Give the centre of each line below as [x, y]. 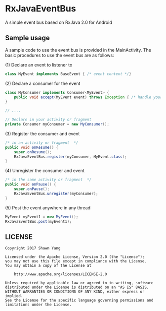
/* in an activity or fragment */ [42, 143]
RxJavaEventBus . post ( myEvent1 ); [38, 221]
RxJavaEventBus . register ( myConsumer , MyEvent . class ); [70, 157]
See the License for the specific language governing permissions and [79, 301]
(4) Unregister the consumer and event [45, 171]
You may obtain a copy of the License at [48, 266]
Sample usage [28, 38]
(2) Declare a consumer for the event [43, 83]
